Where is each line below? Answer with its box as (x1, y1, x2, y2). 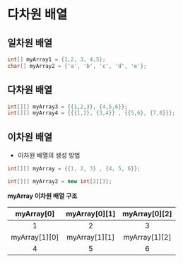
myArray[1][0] (11, 232, 59, 242)
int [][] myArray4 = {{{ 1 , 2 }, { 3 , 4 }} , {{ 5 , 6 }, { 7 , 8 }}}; (7, 110, 175, 117)
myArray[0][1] (66, 209, 116, 218)
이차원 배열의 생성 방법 (17, 151, 81, 160)
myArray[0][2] (122, 209, 172, 218)
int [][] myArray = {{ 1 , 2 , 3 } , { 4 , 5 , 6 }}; (7, 165, 141, 173)
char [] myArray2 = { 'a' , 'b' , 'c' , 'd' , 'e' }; (7, 62, 147, 69)
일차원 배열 (7, 37, 53, 49)
